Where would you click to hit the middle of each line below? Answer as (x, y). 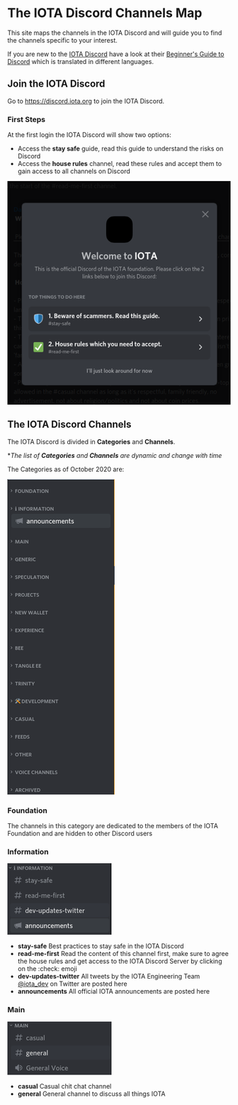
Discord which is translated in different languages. (81, 61)
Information (28, 852)
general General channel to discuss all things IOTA (91, 1094)
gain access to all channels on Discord (74, 171)
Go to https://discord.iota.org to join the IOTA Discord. (86, 101)
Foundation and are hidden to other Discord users (80, 834)
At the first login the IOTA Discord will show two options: (89, 135)
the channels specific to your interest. (63, 40)
